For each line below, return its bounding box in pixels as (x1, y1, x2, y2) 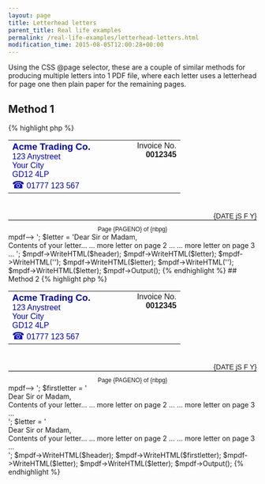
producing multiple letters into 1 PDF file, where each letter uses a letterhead (8, 71, 257, 81)
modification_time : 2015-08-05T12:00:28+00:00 (8, 41, 164, 49)
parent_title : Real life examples (8, 26, 122, 34)
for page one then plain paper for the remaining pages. (8, 80, 187, 89)
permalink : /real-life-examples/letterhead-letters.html (8, 33, 200, 42)
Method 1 (8, 102, 55, 115)
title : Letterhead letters (8, 19, 97, 27)
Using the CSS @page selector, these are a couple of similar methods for (8, 62, 246, 72)
